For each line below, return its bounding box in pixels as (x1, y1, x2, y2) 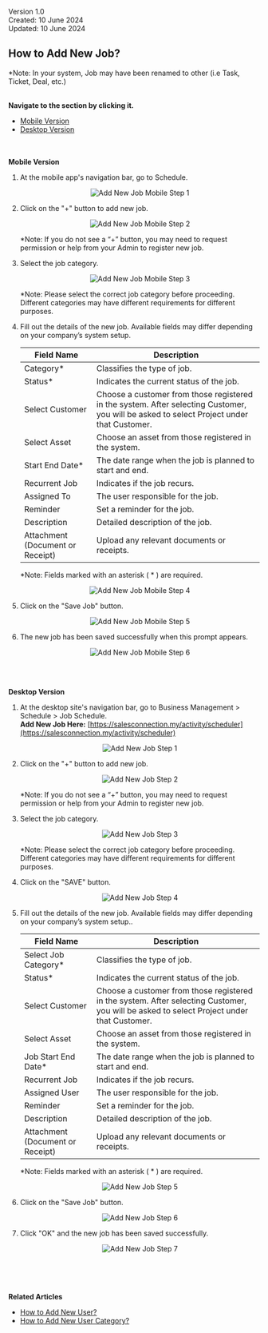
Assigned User (23, 1087, 80, 1098)
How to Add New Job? (8, 47, 121, 61)
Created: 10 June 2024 (8, 15, 84, 25)
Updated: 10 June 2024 (8, 24, 86, 33)
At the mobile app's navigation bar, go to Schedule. (19, 172, 188, 182)
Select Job (23, 949, 65, 960)
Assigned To (23, 491, 71, 502)
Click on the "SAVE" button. (19, 877, 112, 886)
